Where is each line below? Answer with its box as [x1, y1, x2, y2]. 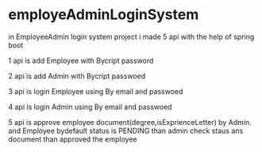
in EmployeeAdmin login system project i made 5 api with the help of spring [8, 32, 255, 41]
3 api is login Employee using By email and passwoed [8, 86, 183, 96]
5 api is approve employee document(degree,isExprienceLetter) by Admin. [8, 117, 252, 127]
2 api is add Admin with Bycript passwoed [8, 71, 145, 80]
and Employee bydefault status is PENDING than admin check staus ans [8, 126, 244, 135]
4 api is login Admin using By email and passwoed [8, 102, 172, 111]
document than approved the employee [8, 134, 137, 144]
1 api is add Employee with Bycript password [8, 56, 154, 65]
